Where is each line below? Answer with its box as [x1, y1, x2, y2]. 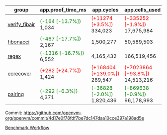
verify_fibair [7, 21, 35, 28]
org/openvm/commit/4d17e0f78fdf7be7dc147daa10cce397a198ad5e [5, 115, 144, 121]
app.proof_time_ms [39, 6, 87, 13]
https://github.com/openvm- [23, 110, 82, 116]
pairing [7, 91, 24, 98]
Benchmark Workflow [5, 125, 50, 131]
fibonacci [7, 38, 30, 45]
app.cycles [92, 6, 119, 13]
